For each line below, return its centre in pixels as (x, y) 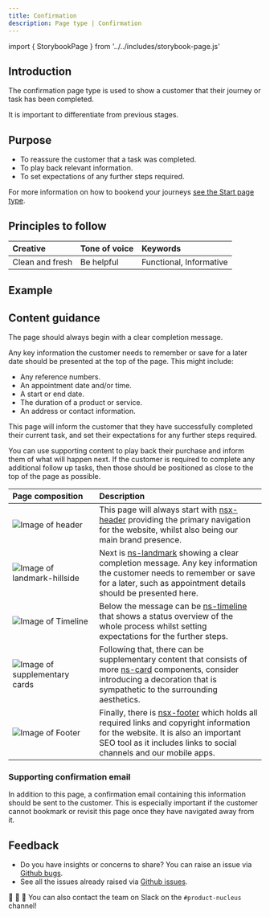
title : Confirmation (43, 16)
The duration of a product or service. (81, 403)
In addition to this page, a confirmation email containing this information (127, 794)
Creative (29, 248)
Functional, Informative (185, 262)
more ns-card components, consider (169, 669)
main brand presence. (141, 540)
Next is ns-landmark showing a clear (169, 553)
